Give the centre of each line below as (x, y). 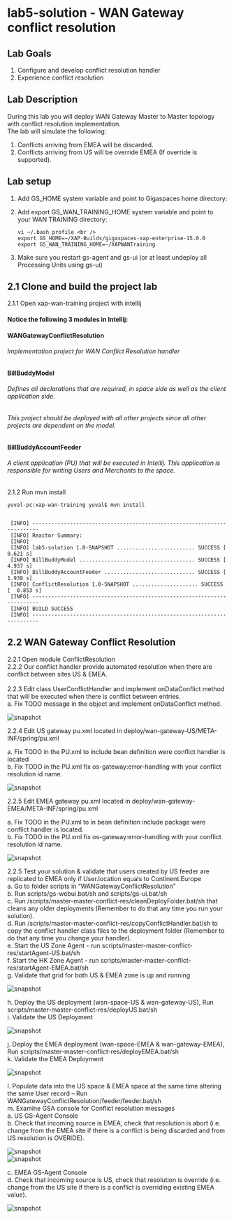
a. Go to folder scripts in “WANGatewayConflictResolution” (92, 886)
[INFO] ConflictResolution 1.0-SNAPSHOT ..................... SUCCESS (117, 584)
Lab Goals (29, 53)
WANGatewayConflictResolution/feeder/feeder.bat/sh (85, 1100)
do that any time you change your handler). (69, 938)
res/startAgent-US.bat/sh (44, 953)
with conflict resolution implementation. (64, 124)
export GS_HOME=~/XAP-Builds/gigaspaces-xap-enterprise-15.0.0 (111, 238)
